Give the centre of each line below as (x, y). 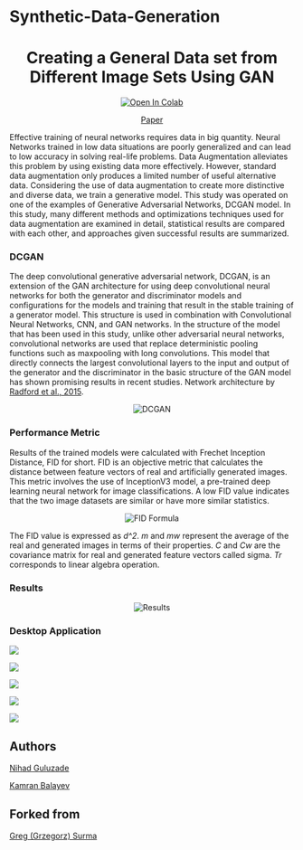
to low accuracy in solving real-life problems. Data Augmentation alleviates (149, 156)
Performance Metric (55, 433)
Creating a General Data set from (151, 58)
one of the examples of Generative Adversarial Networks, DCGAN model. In (150, 204)
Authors (33, 746)
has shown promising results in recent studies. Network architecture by (142, 382)
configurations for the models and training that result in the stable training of (151, 306)
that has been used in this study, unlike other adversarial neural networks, (147, 334)
